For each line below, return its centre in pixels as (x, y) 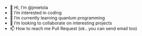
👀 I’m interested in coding (36, 13)
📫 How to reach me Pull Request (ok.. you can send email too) (73, 28)
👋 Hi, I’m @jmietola (29, 8)
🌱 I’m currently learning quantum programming (57, 18)
